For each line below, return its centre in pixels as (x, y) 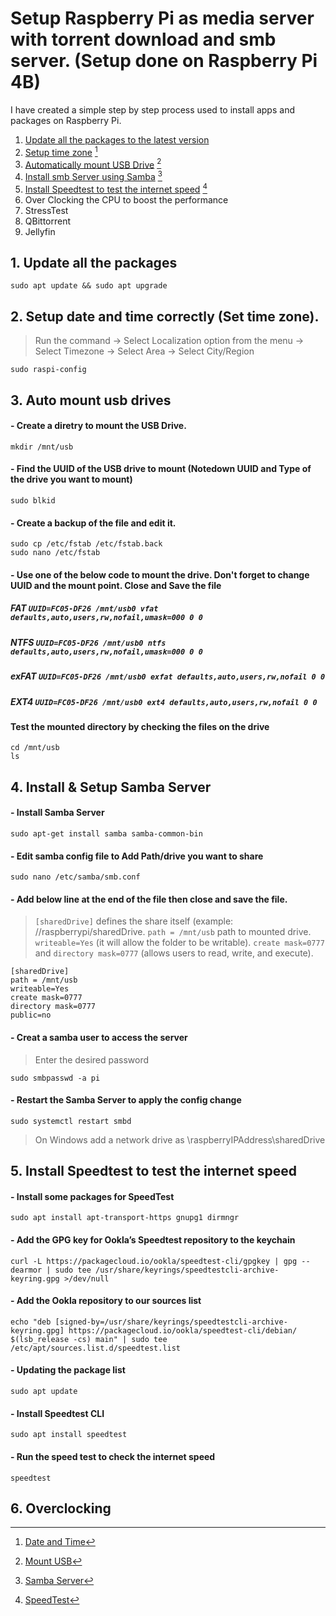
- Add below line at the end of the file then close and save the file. (149, 899)
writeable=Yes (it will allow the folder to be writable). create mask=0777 (179, 943)
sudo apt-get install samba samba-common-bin (106, 834)
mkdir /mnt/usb (42, 447)
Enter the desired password (92, 1059)
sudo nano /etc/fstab (55, 553)
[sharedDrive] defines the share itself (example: (134, 921)
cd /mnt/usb (35, 748)
